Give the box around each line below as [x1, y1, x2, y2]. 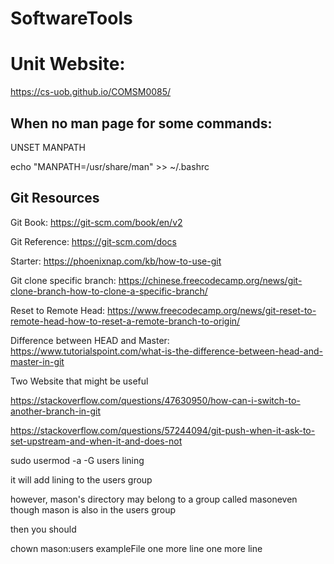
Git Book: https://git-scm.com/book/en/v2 [10, 216, 183, 228]
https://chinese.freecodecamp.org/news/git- [118, 274, 303, 286]
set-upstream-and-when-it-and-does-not [10, 435, 183, 447]
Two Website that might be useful [10, 375, 149, 387]
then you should [10, 523, 77, 535]
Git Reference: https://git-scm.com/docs [10, 235, 177, 247]
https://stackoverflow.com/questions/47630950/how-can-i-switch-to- [10, 394, 301, 406]
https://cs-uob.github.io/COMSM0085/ [10, 86, 172, 98]
